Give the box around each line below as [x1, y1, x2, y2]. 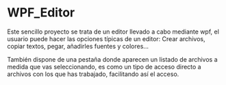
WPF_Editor [7, 5, 75, 21]
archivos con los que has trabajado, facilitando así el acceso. [7, 70, 179, 78]
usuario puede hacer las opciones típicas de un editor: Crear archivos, [7, 34, 205, 42]
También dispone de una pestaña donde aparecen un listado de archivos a [7, 55, 218, 63]
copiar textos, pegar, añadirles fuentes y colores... [7, 42, 149, 50]
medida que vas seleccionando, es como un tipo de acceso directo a [7, 62, 201, 71]
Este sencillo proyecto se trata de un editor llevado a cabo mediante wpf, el [7, 27, 219, 36]
